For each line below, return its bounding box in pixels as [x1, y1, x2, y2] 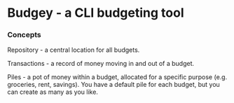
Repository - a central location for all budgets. [7, 46, 140, 54]
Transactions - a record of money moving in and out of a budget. [7, 60, 195, 68]
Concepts [7, 30, 42, 40]
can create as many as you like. [7, 88, 98, 96]
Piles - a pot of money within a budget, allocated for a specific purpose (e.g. [7, 73, 228, 81]
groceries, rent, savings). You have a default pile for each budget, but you [7, 81, 221, 89]
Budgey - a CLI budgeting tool [7, 5, 184, 21]
